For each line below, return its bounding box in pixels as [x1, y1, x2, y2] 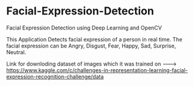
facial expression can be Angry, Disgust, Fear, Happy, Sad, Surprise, [6, 42, 176, 49]
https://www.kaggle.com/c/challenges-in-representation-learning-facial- [6, 66, 189, 73]
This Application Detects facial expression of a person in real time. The [6, 35, 183, 43]
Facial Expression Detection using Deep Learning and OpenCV [6, 24, 162, 31]
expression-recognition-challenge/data [6, 73, 104, 80]
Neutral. [6, 48, 27, 55]
